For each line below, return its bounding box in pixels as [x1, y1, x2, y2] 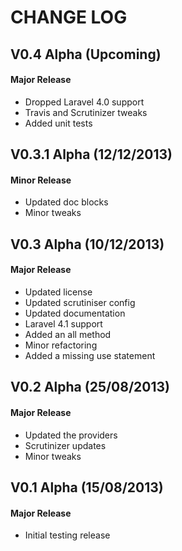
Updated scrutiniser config [24, 296, 136, 308]
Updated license [24, 286, 93, 298]
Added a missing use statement [24, 349, 156, 361]
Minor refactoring [24, 339, 98, 351]
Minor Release [10, 174, 72, 186]
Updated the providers [24, 429, 118, 441]
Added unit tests [24, 117, 93, 129]
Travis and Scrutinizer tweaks [24, 106, 148, 118]
